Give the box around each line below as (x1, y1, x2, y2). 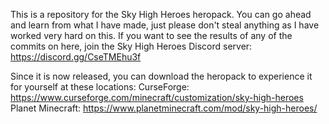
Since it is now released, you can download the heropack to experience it (10, 70, 313, 82)
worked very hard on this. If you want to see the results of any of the (10, 30, 293, 41)
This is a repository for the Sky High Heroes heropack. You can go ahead (10, 9, 312, 20)
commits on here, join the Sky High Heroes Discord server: (10, 40, 253, 52)
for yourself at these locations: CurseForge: (10, 81, 190, 93)
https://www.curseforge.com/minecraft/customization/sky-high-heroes (10, 92, 304, 103)
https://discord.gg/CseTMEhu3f (10, 51, 142, 63)
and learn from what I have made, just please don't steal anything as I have (10, 19, 320, 31)
